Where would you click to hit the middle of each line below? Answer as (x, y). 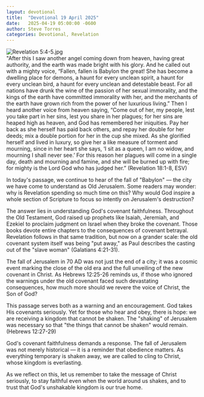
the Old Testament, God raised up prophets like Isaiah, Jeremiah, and (93, 218)
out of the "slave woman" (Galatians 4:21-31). (63, 250)
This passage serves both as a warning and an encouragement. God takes (99, 306)
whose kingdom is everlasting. (45, 363)
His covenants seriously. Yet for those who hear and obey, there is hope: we (101, 312)
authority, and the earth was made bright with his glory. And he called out (98, 65)
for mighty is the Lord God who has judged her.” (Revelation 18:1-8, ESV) (97, 168)
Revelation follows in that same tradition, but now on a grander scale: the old (102, 237)
